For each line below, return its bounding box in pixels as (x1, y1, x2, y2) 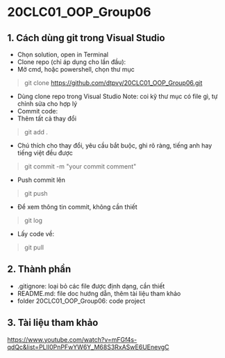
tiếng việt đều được (17, 149, 73, 157)
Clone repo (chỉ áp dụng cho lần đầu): (17, 58, 126, 66)
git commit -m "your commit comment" (24, 162, 137, 171)
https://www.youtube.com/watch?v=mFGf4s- (7, 335, 137, 343)
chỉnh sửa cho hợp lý (17, 100, 78, 108)
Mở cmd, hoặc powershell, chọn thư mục (17, 65, 135, 73)
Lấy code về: (17, 230, 55, 238)
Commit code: (17, 107, 58, 115)
